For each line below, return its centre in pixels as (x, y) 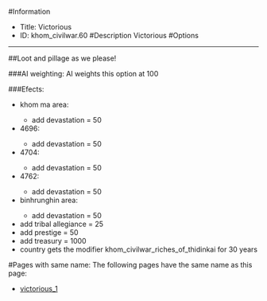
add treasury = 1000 (53, 241)
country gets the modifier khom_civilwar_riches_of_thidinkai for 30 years (139, 249)
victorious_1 (39, 289)
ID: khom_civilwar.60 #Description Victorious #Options (109, 35)
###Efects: (26, 89)
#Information (29, 12)
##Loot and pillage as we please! (62, 58)
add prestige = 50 (49, 233)
